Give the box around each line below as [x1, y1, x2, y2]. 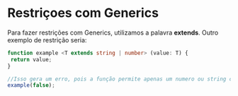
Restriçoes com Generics [7, 5, 159, 21]
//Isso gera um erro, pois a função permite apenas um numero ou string [7, 76, 227, 83]
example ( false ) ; [7, 82, 55, 89]
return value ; [10, 56, 52, 63]
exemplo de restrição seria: [7, 35, 87, 44]
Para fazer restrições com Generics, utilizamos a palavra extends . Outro [7, 28, 219, 37]
